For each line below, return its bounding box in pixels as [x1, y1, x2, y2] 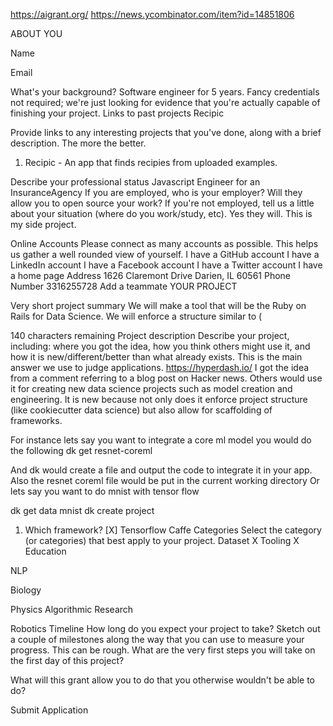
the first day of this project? [10, 655, 125, 666]
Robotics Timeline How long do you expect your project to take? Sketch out [10, 623, 321, 634]
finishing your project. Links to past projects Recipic [10, 107, 225, 119]
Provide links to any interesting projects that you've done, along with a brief [10, 127, 322, 138]
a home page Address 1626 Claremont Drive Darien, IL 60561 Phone [10, 270, 292, 281]
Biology [10, 584, 42, 596]
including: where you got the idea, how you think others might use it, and [10, 340, 311, 352]
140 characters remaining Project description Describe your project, [10, 330, 290, 341]
